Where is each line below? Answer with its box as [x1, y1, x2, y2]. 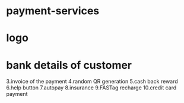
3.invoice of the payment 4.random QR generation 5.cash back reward [6, 78, 178, 85]
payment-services [6, 4, 100, 18]
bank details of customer [6, 58, 132, 72]
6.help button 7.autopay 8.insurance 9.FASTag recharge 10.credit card [6, 84, 177, 91]
